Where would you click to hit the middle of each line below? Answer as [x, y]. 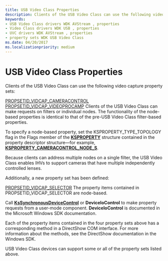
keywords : [15, 19]
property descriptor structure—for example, [50, 142]
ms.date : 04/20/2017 [27, 43]
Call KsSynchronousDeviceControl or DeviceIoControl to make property [81, 202]
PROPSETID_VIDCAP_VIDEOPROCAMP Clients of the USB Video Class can [81, 106]
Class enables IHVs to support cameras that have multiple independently [80, 163]
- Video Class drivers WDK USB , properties [52, 29]
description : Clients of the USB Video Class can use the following [78, 15]
